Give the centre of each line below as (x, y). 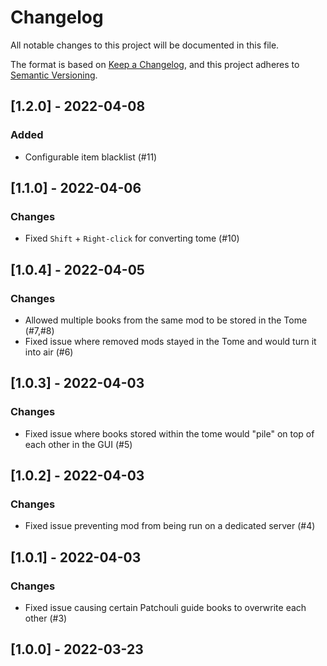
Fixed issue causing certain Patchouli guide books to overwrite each (165, 608)
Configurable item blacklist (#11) (91, 157)
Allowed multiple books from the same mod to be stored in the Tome (166, 320)
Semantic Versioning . (54, 75)
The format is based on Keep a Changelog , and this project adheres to (155, 64)
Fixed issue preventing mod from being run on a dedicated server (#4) (170, 526)
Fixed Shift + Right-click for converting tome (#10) (132, 238)
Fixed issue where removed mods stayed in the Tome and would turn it (170, 341)
